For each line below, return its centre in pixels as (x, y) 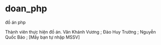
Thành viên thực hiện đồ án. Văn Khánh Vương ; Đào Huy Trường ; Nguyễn (80, 32)
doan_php (26, 9)
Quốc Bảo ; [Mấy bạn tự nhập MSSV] (43, 37)
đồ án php (16, 22)
